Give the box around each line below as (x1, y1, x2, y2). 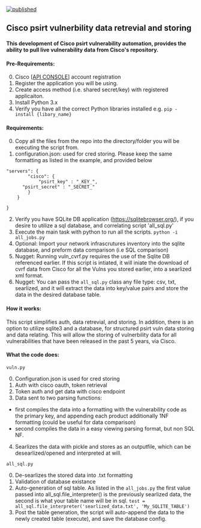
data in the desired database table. (14, 291, 101, 299)
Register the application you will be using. (14, 80, 118, 87)
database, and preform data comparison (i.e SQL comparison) (14, 246, 169, 253)
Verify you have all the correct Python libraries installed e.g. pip (14, 105, 173, 112)
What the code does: (6, 351, 59, 359)
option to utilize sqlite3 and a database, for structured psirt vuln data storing (6, 324, 194, 332)
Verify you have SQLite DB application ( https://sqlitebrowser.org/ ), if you (14, 216, 194, 223)
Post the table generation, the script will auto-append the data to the (14, 508, 185, 516)
